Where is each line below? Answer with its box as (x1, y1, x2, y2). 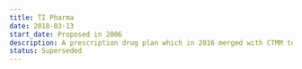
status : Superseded (9, 47, 83, 56)
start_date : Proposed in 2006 (9, 30, 123, 39)
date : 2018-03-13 (9, 22, 75, 30)
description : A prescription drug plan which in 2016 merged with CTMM (9, 38, 283, 47)
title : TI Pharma (9, 13, 75, 22)
